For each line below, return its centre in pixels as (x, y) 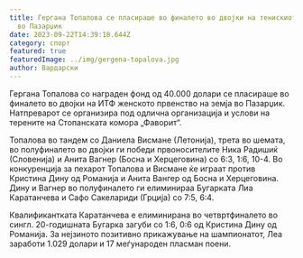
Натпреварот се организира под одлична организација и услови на (140, 113)
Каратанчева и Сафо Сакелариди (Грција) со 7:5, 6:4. (112, 197)
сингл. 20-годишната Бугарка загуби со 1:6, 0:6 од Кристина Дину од (143, 224)
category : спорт (40, 43)
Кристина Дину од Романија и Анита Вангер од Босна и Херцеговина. (144, 178)
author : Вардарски (44, 69)
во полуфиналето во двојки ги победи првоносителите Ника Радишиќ (144, 149)
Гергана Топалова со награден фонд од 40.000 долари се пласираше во (150, 93)
